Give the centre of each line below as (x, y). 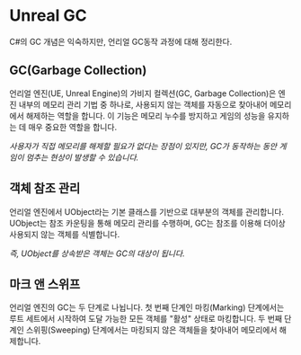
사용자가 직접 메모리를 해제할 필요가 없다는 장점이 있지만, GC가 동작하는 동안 (143, 146)
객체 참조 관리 (45, 188)
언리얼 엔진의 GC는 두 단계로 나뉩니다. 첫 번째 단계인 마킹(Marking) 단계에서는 (147, 307)
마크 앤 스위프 (45, 284)
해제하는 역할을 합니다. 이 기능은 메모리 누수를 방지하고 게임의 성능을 (146, 115)
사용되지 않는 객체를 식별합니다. (65, 234)
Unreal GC (48, 16)
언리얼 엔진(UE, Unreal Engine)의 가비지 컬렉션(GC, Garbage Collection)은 (143, 93)
